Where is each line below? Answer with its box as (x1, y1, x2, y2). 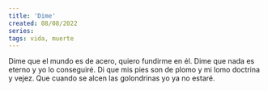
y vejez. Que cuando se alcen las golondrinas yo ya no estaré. (8, 73, 215, 83)
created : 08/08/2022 (8, 19, 79, 27)
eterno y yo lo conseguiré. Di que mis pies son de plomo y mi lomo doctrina (8, 65, 261, 75)
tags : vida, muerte (8, 34, 74, 43)
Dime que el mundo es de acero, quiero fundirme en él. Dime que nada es (8, 56, 255, 66)
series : (8, 27, 35, 35)
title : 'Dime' (8, 11, 57, 20)
